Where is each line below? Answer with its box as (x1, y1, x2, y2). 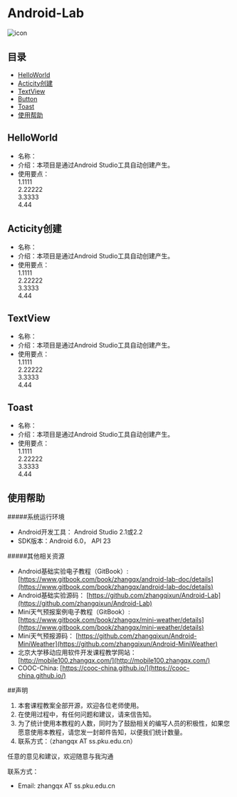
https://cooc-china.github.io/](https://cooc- (62, 664, 190, 672)
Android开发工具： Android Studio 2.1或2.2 (17, 527, 143, 536)
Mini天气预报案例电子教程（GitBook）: (17, 607, 130, 616)
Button (17, 94, 38, 103)
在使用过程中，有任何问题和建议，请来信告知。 (17, 710, 155, 719)
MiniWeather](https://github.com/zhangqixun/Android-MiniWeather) (17, 639, 218, 648)
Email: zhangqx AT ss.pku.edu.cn (17, 781, 116, 790)
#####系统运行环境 (7, 512, 65, 521)
